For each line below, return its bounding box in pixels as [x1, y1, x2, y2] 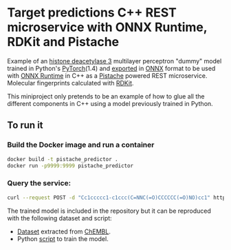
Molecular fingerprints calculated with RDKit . [7, 79, 134, 87]
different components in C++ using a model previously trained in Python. [7, 99, 213, 107]
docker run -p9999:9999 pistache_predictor [7, 162, 134, 169]
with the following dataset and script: [7, 213, 112, 222]
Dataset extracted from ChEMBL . [16, 227, 111, 236]
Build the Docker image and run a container [7, 140, 155, 149]
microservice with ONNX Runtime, [7, 19, 208, 35]
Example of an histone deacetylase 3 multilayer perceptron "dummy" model [7, 56, 222, 65]
